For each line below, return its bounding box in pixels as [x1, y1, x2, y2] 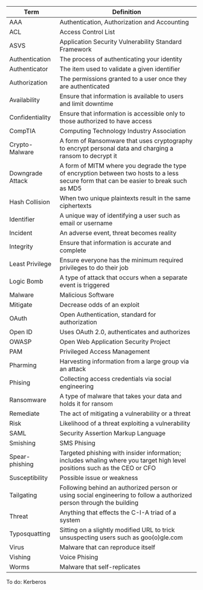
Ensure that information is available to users [59, 92, 184, 100]
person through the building [59, 499, 139, 507]
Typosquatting [9, 530, 51, 537]
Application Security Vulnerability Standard [59, 37, 182, 46]
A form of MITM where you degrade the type [59, 161, 187, 170]
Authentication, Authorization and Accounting [59, 18, 189, 26]
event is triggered [59, 281, 110, 289]
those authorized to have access [59, 117, 152, 125]
